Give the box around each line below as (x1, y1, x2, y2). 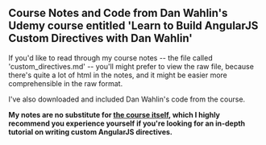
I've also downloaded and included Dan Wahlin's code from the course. (8, 94, 246, 104)
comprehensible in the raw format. (8, 78, 123, 88)
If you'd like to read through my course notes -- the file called (8, 52, 213, 63)
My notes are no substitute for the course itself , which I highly (8, 110, 220, 119)
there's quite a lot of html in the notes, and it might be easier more (8, 70, 228, 80)
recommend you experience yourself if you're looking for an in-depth (8, 118, 246, 128)
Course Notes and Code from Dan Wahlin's (8, 6, 228, 20)
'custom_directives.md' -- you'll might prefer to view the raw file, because (8, 61, 254, 71)
